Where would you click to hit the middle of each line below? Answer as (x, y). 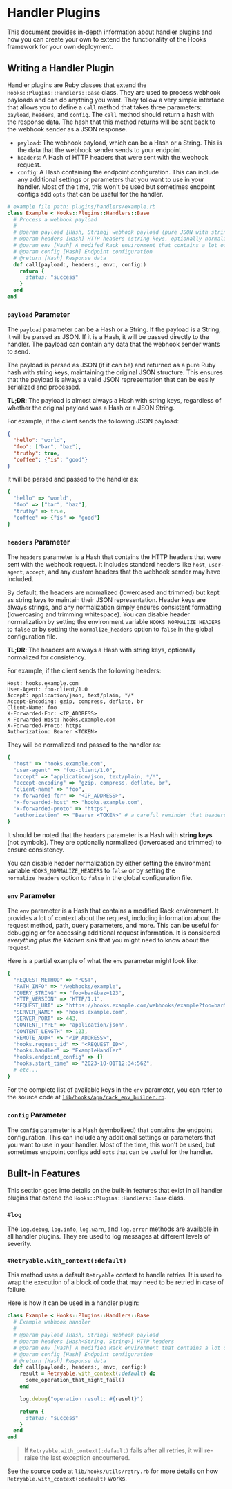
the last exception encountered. (85, 1458)
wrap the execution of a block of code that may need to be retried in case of (116, 1282)
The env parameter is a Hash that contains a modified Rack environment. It (113, 911)
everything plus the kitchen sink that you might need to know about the (108, 940)
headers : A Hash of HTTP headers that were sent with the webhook (113, 157)
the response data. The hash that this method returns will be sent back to (112, 122)
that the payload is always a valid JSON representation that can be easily (111, 380)
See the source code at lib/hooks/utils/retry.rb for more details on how (113, 1471)
